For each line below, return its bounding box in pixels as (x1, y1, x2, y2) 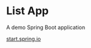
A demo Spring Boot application (6, 24, 86, 31)
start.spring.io (6, 35, 41, 42)
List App (6, 4, 49, 18)
